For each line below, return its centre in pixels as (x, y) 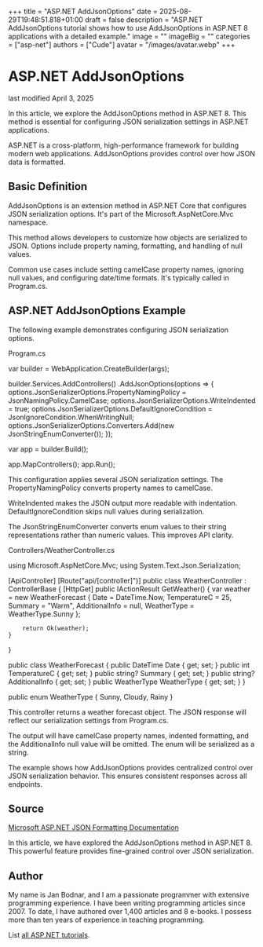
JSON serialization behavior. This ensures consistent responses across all (128, 776)
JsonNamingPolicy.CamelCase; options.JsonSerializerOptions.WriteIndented (132, 400)
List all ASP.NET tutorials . (49, 935)
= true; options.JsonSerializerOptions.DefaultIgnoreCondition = (111, 408)
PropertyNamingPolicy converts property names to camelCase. (111, 488)
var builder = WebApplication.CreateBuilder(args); (89, 368)
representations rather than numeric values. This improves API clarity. (121, 535)
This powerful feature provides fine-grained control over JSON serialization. (131, 851)
